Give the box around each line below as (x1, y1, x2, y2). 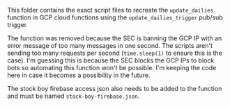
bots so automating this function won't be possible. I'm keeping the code (7, 64, 217, 72)
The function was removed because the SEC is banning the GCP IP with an (7, 34, 222, 42)
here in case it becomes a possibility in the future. (7, 71, 151, 79)
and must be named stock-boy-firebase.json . (7, 92, 140, 100)
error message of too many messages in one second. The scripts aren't (7, 42, 213, 49)
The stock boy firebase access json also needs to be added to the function (7, 85, 222, 92)
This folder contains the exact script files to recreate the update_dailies (7, 6, 214, 14)
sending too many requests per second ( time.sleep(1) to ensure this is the (7, 49, 223, 57)
